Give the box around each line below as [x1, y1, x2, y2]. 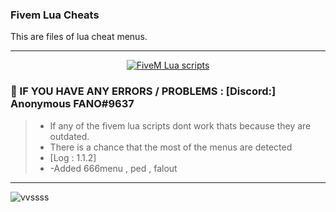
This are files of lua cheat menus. [10, 31, 148, 43]
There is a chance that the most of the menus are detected [49, 141, 293, 153]
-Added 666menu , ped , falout [49, 162, 178, 174]
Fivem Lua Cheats [10, 8, 100, 22]
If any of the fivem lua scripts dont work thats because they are [49, 119, 312, 132]
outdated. [49, 130, 90, 142]
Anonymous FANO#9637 [10, 97, 135, 111]
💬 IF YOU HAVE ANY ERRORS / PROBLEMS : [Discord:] [10, 84, 277, 98]
